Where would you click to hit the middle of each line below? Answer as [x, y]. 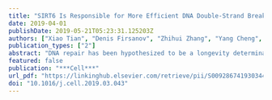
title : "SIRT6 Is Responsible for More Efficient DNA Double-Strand [126, 16]
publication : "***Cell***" [54, 69]
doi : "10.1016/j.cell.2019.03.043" [68, 83]
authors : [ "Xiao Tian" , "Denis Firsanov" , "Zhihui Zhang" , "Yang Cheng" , [136, 38]
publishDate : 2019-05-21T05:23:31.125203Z [81, 31]
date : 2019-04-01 [38, 23]
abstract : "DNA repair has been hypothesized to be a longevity [119, 53]
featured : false [36, 61]
